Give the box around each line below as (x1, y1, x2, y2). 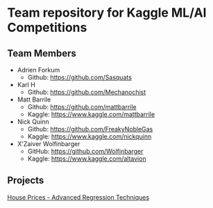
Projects (7, 175, 44, 186)
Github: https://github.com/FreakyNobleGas (27, 125, 153, 133)
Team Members (7, 47, 76, 59)
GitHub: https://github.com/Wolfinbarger (27, 147, 144, 155)
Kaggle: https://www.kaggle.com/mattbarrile (27, 110, 155, 118)
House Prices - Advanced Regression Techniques (7, 193, 150, 201)
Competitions (7, 19, 87, 35)
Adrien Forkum (17, 66, 60, 74)
